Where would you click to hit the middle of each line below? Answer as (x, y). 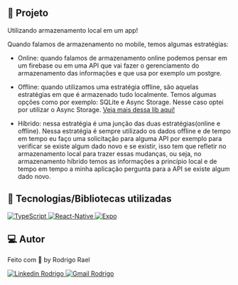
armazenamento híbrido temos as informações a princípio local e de (117, 161)
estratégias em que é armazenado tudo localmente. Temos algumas (117, 94)
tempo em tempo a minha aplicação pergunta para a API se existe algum (124, 169)
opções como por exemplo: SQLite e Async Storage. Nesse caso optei (120, 102)
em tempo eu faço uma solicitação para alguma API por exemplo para (120, 138)
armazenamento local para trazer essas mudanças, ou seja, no (109, 153)
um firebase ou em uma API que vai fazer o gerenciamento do (108, 66)
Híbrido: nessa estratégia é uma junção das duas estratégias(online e (119, 123)
